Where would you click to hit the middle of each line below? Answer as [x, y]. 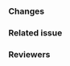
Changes [27, 11]
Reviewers [29, 54]
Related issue [35, 32]
